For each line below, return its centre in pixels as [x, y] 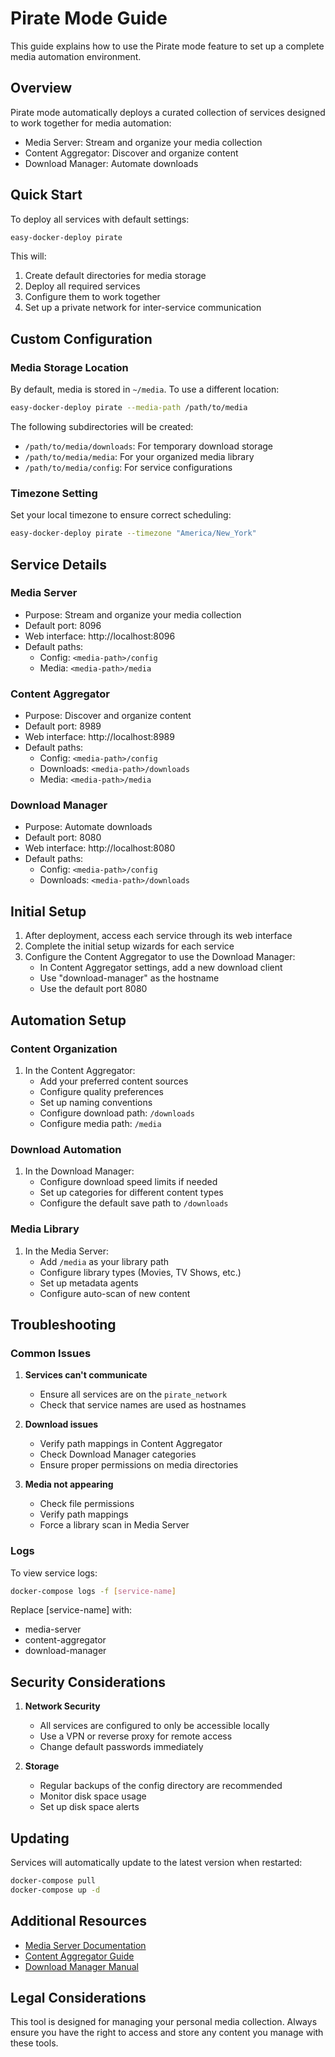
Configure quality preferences [101, 1091]
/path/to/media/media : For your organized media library [139, 456]
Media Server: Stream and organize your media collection [143, 142]
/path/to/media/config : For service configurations [128, 467]
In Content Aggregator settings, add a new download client [161, 968]
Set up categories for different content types [131, 1193]
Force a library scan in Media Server [114, 1525]
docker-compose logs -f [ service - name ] [93, 1591]
